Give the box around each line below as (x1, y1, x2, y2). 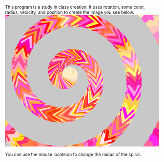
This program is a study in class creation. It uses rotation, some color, (5, 4, 145, 10)
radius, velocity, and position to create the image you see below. (5, 9, 134, 15)
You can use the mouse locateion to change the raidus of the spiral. (5, 151, 141, 157)
